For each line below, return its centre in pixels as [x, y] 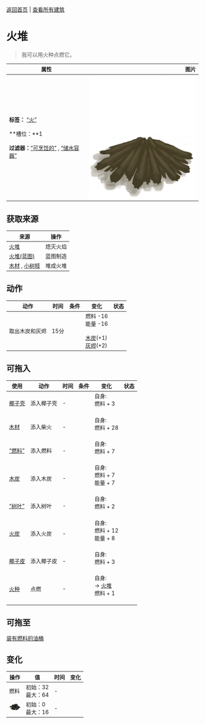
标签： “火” [23, 120]
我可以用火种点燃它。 [48, 54]
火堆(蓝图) [22, 256]
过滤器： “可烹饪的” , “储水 [41, 148]
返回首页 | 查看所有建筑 [36, 9]
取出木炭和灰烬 [28, 331]
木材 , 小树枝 [25, 266]
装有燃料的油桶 [25, 638]
